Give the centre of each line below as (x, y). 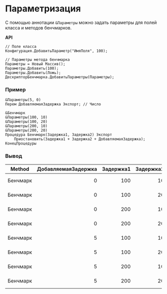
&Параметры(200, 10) (27, 126)
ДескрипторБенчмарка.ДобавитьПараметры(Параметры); (60, 77)
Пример (16, 89)
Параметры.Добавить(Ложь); (33, 73)
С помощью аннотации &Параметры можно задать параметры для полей (81, 22)
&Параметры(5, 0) (23, 100)
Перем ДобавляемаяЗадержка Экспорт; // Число (53, 104)
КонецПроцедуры (21, 144)
